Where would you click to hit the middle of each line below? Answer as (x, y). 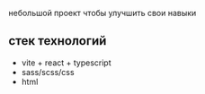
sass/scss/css (48, 72)
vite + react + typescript (66, 63)
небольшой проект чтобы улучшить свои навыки (102, 13)
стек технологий (58, 41)
